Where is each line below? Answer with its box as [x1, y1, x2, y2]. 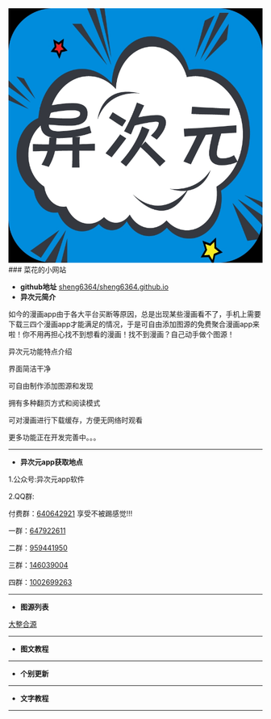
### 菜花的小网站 [8, 265, 67, 274]
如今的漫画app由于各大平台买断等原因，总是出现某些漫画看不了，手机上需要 [8, 309, 262, 318]
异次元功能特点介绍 [8, 347, 73, 356]
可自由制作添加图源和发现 [8, 381, 94, 390]
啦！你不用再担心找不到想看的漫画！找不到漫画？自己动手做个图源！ [8, 330, 235, 338]
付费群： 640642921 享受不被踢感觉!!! [8, 509, 133, 518]
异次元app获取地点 [19, 457, 83, 467]
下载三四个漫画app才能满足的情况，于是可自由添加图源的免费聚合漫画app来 [8, 319, 261, 329]
